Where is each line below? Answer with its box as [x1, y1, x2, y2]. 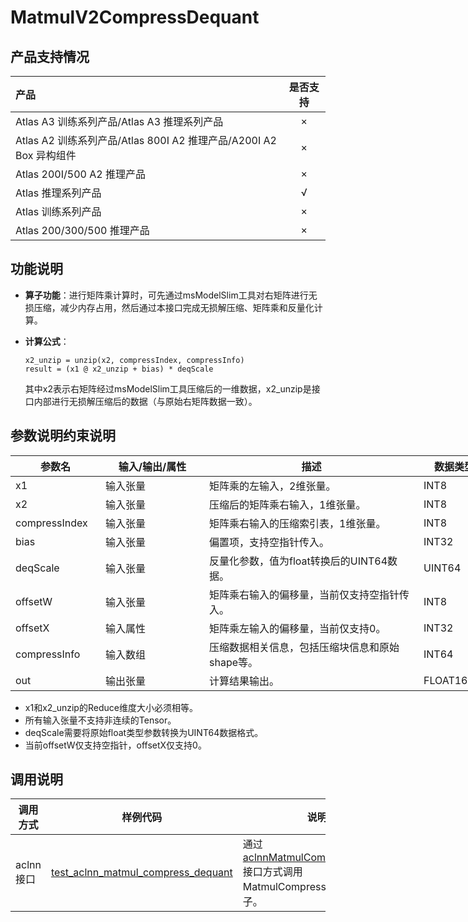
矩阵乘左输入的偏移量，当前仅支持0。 [209, 621, 387, 635]
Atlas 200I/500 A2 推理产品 [15, 167, 146, 181]
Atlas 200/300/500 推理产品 [15, 224, 150, 237]
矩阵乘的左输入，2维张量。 [209, 479, 337, 493]
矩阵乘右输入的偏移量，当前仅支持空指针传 [209, 587, 410, 601]
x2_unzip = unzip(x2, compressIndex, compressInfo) [24, 355, 245, 365]
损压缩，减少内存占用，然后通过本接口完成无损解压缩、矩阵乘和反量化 [24, 301, 315, 313]
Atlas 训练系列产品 [15, 205, 102, 218]
